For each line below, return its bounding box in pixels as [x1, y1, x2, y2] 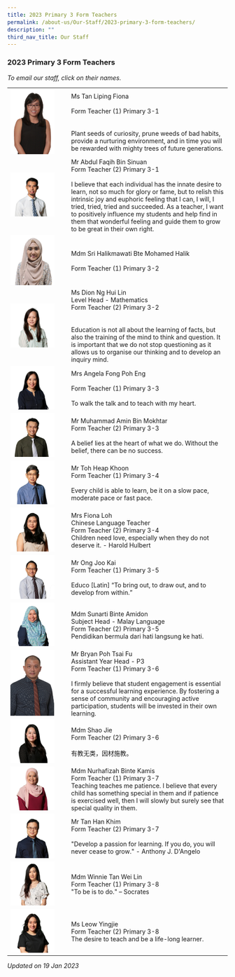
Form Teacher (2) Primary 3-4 [71, 526, 159, 535]
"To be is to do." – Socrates [71, 887, 150, 896]
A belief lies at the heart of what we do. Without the [71, 439, 219, 447]
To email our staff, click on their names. [7, 74, 122, 82]
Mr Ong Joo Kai [71, 559, 117, 567]
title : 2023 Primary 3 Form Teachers [7, 11, 117, 18]
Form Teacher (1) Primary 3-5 [71, 566, 159, 575]
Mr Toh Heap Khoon [71, 463, 129, 472]
